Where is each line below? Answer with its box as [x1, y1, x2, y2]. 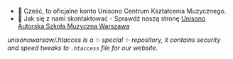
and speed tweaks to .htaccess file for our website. [7, 43, 158, 52]
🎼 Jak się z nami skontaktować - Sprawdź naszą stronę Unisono [17, 14, 206, 23]
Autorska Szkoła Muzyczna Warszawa [17, 22, 130, 30]
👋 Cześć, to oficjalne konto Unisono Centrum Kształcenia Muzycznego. [17, 7, 227, 15]
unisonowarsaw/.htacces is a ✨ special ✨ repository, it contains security [7, 36, 221, 44]
